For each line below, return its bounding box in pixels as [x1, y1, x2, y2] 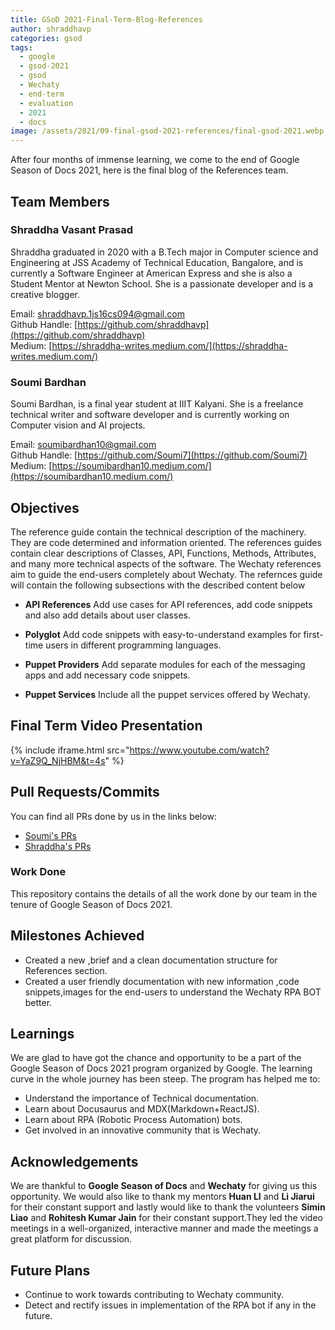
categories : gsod [10, 33, 83, 43]
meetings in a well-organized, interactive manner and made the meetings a [10, 1222, 319, 1235]
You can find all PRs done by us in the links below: [10, 810, 217, 822]
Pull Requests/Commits [10, 784, 160, 801]
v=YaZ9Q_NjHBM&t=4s [10, 754, 106, 766]
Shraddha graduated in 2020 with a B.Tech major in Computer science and [10, 246, 319, 258]
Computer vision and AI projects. [10, 419, 146, 431]
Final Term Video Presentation [10, 717, 203, 735]
